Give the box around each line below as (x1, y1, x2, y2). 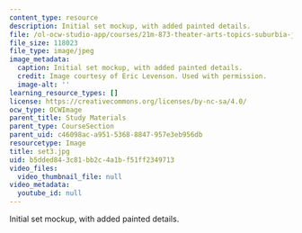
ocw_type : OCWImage (9, 105, 83, 114)
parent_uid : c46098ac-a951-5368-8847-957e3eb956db (9, 130, 203, 139)
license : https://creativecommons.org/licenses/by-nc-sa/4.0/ (9, 96, 247, 106)
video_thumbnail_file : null (17, 172, 123, 181)
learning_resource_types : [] (9, 88, 119, 97)
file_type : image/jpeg (9, 47, 94, 56)
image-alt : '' (17, 80, 70, 89)
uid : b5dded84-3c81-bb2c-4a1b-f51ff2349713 (9, 155, 175, 165)
